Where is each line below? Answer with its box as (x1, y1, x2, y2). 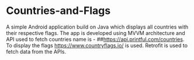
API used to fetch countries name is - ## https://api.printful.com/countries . (6, 36, 185, 43)
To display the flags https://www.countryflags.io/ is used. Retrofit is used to (6, 42, 188, 49)
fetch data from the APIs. (6, 48, 67, 55)
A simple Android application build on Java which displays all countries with (6, 23, 189, 30)
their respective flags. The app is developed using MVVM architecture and (6, 29, 185, 36)
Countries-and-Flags (6, 4, 111, 17)
